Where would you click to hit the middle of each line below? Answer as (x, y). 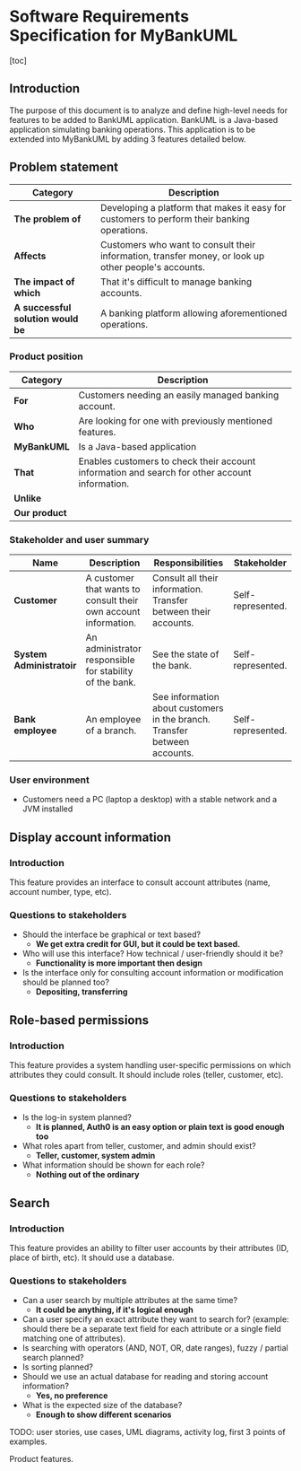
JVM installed (47, 809)
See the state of (185, 654)
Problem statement (64, 167)
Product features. (42, 1459)
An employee (113, 720)
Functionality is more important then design (119, 963)
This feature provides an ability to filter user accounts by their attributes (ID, (149, 1248)
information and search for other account (165, 472)
